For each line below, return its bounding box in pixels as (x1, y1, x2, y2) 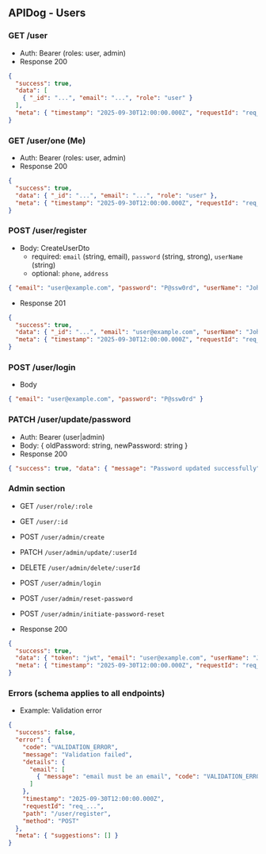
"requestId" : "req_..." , (22, 802, 104, 810)
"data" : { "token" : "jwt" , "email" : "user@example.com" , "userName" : (15, 654, 250, 662)
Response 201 (19, 298, 66, 308)
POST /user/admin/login (19, 578, 101, 587)
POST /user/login (8, 361, 76, 372)
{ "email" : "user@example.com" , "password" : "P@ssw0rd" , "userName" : (8, 283, 243, 292)
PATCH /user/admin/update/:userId (19, 547, 137, 556)
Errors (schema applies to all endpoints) (8, 687, 165, 698)
